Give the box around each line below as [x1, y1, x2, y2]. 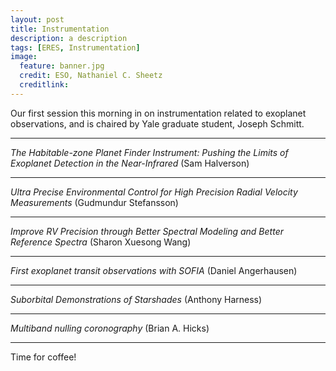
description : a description [10, 33, 128, 43]
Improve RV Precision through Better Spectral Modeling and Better [10, 225, 284, 237]
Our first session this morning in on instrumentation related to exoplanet [10, 107, 307, 119]
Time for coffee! [10, 351, 77, 363]
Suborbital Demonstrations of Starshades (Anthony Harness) [10, 293, 263, 305]
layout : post [10, 14, 65, 25]
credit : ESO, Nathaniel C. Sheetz [19, 71, 163, 81]
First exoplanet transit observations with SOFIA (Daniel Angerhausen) [10, 264, 298, 276]
